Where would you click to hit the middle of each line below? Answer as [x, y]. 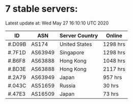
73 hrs [111, 94]
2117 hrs [114, 69]
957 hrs [112, 77]
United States [76, 44]
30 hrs [111, 86]
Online [114, 35]
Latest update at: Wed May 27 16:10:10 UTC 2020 [57, 23]
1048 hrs [114, 61]
